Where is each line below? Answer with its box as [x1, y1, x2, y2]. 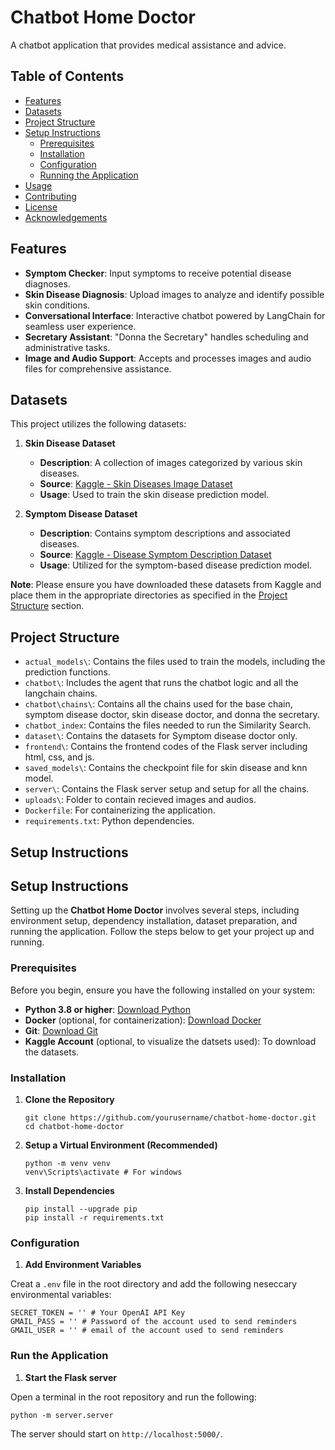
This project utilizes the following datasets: [10, 418, 187, 430]
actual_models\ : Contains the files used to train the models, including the [24, 656, 326, 668]
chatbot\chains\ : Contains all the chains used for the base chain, [24, 698, 293, 710]
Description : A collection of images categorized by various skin [39, 457, 303, 469]
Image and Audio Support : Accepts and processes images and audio [24, 352, 312, 364]
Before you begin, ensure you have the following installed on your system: [10, 984, 316, 996]
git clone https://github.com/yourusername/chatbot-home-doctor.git [24, 1112, 317, 1123]
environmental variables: [10, 1289, 112, 1301]
